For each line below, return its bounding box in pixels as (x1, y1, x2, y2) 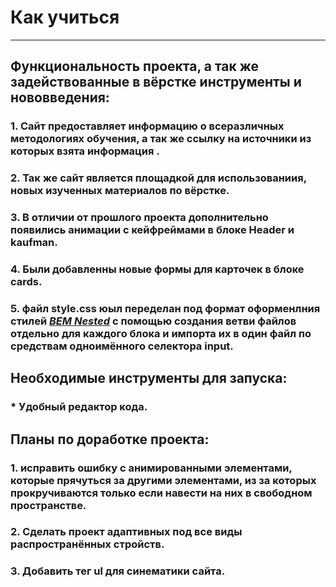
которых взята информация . (10, 144, 160, 158)
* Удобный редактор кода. (10, 400, 148, 414)
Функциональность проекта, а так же (10, 58, 259, 75)
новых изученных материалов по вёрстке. (10, 184, 230, 198)
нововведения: (10, 89, 110, 106)
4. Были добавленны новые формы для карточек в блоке (10, 262, 305, 276)
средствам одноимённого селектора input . (10, 339, 234, 353)
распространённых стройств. (10, 537, 165, 551)
